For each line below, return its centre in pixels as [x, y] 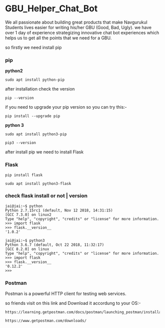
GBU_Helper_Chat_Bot [51, 9]
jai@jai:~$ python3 [25, 240]
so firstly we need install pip [34, 47]
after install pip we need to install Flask [44, 152]
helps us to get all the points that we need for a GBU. [58, 38]
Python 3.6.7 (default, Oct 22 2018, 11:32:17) [55, 245]
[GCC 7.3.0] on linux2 [28, 214]
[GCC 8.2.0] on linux [27, 249]
